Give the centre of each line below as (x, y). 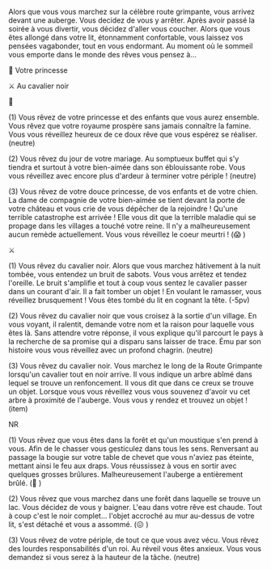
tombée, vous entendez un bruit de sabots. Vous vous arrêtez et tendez (128, 274)
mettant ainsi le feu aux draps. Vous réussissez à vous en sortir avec (123, 466)
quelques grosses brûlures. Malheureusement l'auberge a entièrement (126, 474)
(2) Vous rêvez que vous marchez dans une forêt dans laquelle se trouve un (135, 499)
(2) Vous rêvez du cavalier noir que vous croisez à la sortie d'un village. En (133, 316)
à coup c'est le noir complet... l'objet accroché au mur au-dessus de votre (131, 516)
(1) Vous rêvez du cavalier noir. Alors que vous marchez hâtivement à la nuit (134, 266)
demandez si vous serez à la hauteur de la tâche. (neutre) (104, 557)
